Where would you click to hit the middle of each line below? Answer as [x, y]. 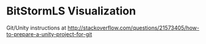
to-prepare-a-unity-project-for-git [49, 34]
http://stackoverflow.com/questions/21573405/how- [133, 28]
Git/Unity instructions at [36, 28]
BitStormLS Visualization [71, 11]
